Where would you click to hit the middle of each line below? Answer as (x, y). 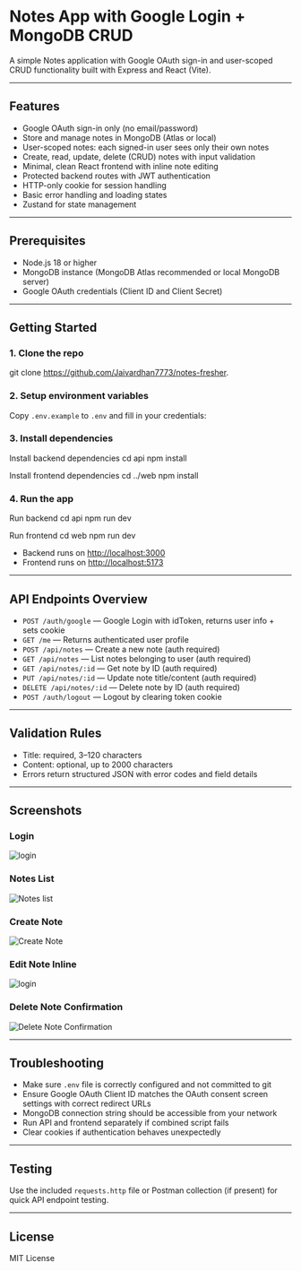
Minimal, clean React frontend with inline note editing (120, 166)
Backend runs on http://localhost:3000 (94, 553)
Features (34, 106)
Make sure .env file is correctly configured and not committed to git (146, 1085)
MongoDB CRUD (71, 35)
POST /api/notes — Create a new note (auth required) (121, 649)
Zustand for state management (79, 204)
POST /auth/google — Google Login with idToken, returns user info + (148, 620)
